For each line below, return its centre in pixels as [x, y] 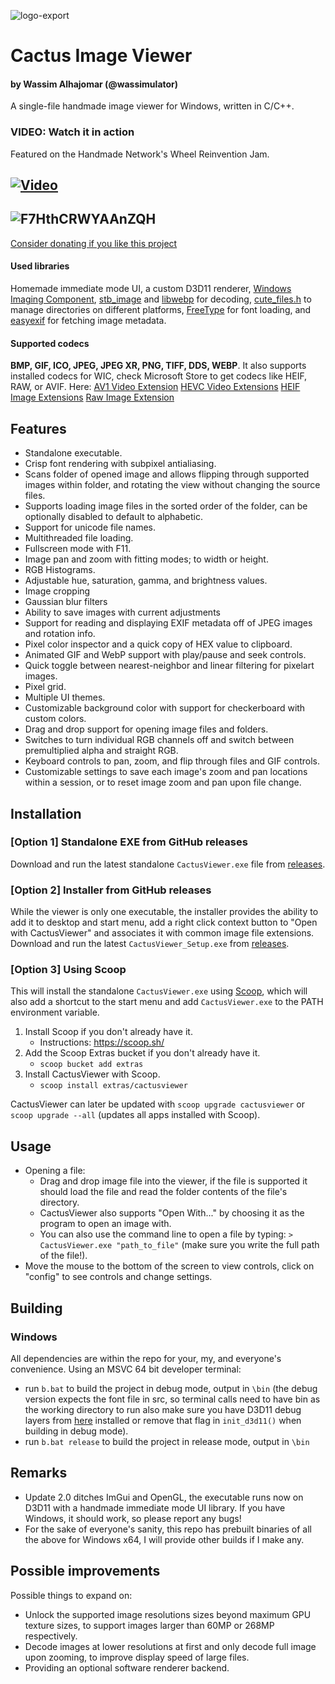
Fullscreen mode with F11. [78, 549]
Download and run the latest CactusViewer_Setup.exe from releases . [150, 944]
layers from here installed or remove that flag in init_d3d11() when [163, 1420]
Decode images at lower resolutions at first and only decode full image [170, 1646]
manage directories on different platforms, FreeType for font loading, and [161, 310]
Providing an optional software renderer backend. [127, 1667]
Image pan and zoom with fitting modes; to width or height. [146, 559]
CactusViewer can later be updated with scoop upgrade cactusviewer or [157, 1104]
